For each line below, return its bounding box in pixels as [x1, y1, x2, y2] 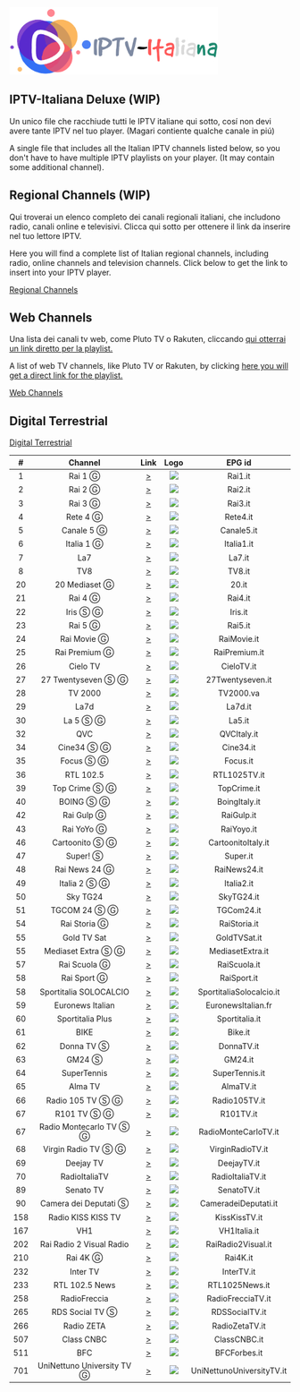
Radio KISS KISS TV [47, 1211, 121, 1223]
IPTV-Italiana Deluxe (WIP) [9, 92, 161, 107]
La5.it [228, 714, 250, 726]
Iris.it [229, 606, 248, 617]
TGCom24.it [216, 905, 262, 915]
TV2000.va [218, 687, 261, 698]
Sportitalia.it [217, 1013, 262, 1024]
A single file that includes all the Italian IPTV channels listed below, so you [9, 142, 281, 153]
